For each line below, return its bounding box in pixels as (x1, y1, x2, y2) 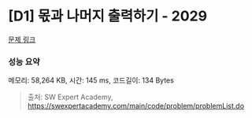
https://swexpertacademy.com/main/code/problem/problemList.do (27, 101, 245, 111)
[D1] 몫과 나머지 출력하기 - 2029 (8, 7, 207, 25)
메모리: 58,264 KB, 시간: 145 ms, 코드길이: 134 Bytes (8, 76, 175, 85)
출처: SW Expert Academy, (27, 92, 113, 102)
